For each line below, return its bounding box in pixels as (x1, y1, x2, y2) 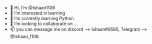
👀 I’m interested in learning (9, 10, 65, 16)
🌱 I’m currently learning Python (9, 15, 74, 21)
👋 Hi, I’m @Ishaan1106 (9, 5, 55, 10)
